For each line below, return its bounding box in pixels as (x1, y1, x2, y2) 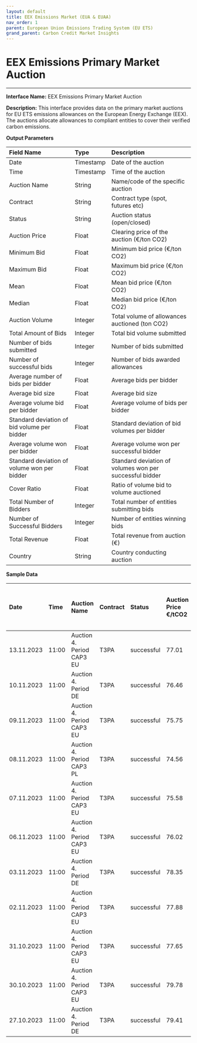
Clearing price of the (111, 228, 168, 236)
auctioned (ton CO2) (111, 320, 168, 328)
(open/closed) (111, 218, 151, 226)
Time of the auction (111, 168, 165, 176)
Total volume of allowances (111, 312, 187, 320)
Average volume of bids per (111, 399, 188, 407)
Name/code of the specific (111, 177, 185, 185)
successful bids (9, 363, 53, 371)
